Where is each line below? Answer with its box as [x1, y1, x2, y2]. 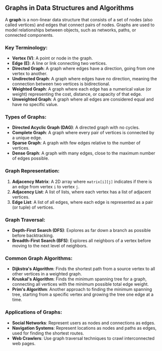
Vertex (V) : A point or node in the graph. [12, 55, 93, 61]
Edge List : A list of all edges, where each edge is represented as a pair [12, 199, 153, 205]
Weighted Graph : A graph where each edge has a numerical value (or [12, 86, 151, 92]
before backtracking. [12, 232, 54, 238]
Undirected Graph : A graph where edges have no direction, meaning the [12, 76, 157, 82]
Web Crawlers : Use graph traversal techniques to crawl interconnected [12, 335, 155, 341]
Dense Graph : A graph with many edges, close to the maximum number [12, 150, 156, 156]
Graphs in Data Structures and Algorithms [5, 4, 134, 12]
